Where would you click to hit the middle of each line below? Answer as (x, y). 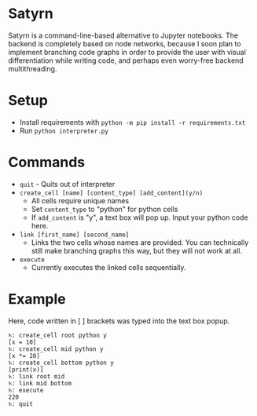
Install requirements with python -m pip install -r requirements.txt (132, 122)
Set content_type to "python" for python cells (105, 209)
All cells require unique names (80, 200)
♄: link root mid (37, 376)
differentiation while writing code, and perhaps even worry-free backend (126, 60)
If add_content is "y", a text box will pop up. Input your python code (140, 217)
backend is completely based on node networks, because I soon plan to (125, 43)
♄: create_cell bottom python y (61, 363)
